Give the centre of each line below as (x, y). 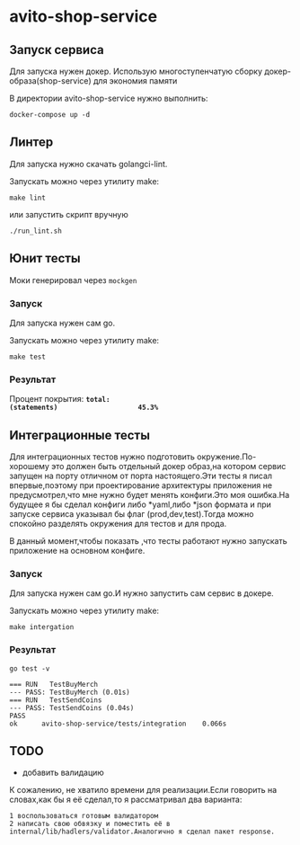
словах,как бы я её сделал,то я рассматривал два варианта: (126, 800)
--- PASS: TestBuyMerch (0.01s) (70, 692)
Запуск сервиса (57, 50)
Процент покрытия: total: (60, 399)
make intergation (42, 627)
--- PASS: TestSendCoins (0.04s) (72, 707)
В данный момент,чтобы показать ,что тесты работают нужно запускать (148, 541)
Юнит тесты (45, 258)
